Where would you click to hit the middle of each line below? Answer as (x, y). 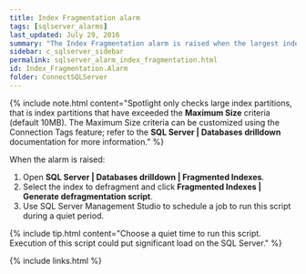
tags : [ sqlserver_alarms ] (58, 26)
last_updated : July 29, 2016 (65, 35)
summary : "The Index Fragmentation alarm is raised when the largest (144, 43)
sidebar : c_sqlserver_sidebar (67, 52)
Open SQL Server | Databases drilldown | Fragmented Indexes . (143, 177)
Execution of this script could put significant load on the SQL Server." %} (146, 243)
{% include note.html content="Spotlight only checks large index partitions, (151, 103)
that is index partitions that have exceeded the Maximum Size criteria (140, 112)
